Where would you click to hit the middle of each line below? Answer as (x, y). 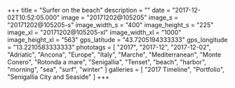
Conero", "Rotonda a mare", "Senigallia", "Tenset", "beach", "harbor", (107, 62)
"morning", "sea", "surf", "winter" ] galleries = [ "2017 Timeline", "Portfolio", (116, 69)
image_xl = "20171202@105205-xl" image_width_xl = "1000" (94, 32)
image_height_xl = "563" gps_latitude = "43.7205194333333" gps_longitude (117, 40)
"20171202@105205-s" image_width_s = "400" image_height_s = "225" (110, 25)
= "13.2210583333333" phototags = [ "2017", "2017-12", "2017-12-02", (109, 47)
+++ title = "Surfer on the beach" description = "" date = (89, 10)
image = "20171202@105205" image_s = (120, 17)
